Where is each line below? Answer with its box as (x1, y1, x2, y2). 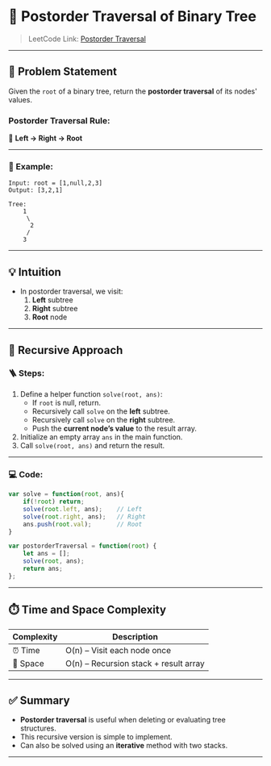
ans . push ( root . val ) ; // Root (23, 520, 143, 528)
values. (8, 94, 32, 104)
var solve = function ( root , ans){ (8, 490, 125, 498)
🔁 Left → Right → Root (8, 133, 83, 144)
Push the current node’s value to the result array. (31, 423, 198, 433)
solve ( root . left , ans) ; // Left (23, 505, 143, 513)
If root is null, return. (31, 398, 101, 407)
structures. (19, 723, 56, 733)
